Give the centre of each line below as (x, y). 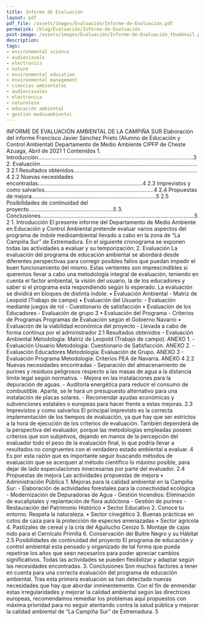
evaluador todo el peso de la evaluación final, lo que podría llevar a (91, 443)
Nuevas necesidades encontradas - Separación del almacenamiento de (96, 365)
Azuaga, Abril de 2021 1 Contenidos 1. (54, 151)
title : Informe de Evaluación (45, 12)
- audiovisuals (26, 57)
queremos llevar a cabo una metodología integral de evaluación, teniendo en (103, 274)
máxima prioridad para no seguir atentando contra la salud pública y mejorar (103, 605)
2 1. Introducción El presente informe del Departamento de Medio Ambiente (101, 222)
